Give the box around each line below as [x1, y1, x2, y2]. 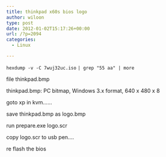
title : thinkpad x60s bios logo [6, 8, 87, 15]
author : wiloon [6, 14, 45, 20]
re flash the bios [6, 145, 46, 152]
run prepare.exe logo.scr [6, 122, 68, 129]
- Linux [11, 43, 31, 49]
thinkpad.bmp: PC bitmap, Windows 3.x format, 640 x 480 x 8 [6, 87, 161, 94]
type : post [6, 20, 34, 26]
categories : [6, 37, 36, 43]
